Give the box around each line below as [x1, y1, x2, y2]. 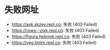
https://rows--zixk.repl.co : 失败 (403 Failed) [11, 27, 100, 33]
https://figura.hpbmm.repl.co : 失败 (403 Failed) [11, 33, 106, 39]
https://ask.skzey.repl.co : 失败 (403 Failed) [11, 21, 97, 27]
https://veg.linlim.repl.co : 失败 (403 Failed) [11, 39, 97, 45]
